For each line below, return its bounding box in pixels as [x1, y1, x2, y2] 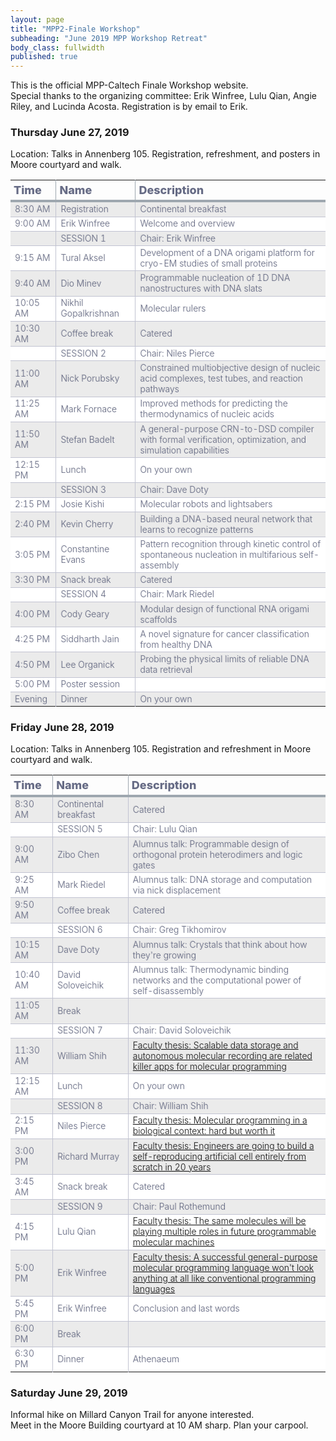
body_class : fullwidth [10, 42, 105, 53]
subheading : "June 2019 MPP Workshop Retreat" [10, 33, 208, 43]
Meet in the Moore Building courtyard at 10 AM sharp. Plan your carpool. [10, 1419, 309, 1431]
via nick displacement [132, 884, 221, 896]
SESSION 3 [60, 484, 107, 496]
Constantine [60, 543, 110, 555]
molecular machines [132, 1236, 215, 1248]
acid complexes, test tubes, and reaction [139, 372, 303, 385]
